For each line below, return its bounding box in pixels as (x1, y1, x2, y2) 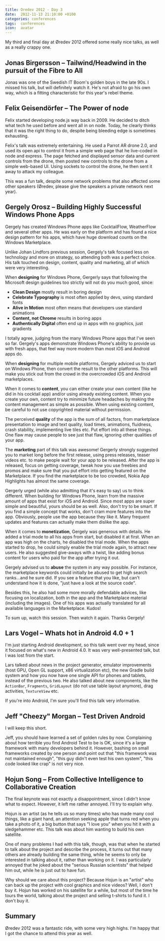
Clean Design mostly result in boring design (12, 289, 102, 295)
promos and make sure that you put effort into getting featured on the (5, 468, 146, 473)
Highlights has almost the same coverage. (5, 478, 90, 484)
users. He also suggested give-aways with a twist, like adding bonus (5, 549, 144, 555)
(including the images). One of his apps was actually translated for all (5, 600, 146, 606)
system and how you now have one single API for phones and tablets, (5, 672, 147, 678)
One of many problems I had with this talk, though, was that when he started (5, 841, 160, 847)
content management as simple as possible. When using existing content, (5, 401, 155, 407)
